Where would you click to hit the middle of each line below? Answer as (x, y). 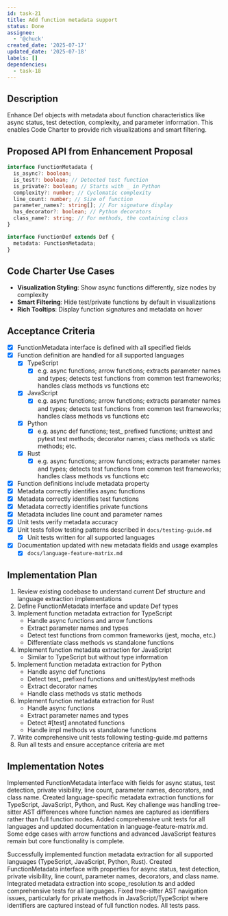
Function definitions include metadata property (83, 483)
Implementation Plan (52, 575)
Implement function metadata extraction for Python (89, 665)
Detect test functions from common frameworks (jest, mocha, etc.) (122, 635)
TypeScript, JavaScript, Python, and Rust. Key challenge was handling (106, 805)
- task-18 (27, 71)
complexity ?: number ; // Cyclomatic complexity (83, 193)
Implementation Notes (56, 766)
